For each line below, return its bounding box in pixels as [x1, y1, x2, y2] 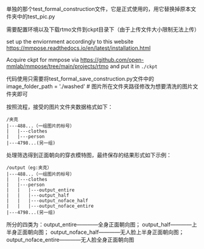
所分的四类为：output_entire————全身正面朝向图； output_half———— [6, 221, 192, 228]
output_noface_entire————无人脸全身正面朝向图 [6, 236, 135, 243]
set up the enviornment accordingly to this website [6, 38, 134, 45]
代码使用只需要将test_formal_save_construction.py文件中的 [6, 75, 154, 82]
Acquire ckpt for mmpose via [6, 56, 79, 63]
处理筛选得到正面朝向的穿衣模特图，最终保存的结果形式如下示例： [6, 151, 172, 159]
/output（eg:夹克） [6, 165, 52, 171]
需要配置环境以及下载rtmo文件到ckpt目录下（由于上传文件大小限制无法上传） [6, 26, 200, 33]
